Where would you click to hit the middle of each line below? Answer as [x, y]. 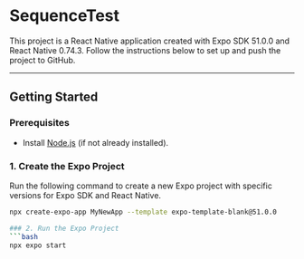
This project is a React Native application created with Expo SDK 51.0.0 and [150, 41]
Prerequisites [39, 123]
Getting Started [54, 97]
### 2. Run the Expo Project [64, 228]
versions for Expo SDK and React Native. [85, 195]
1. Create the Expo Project [67, 166]
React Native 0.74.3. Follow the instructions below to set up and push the [145, 50]
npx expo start [38, 245]
